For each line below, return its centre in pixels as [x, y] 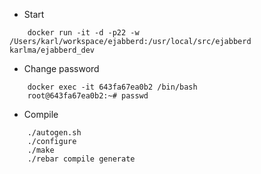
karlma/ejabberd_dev [52, 50]
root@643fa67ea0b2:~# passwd [88, 96]
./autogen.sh [54, 133]
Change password [61, 68]
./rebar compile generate [81, 159]
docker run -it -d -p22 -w [83, 33]
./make [41, 150]
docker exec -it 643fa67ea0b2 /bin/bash [112, 87]
